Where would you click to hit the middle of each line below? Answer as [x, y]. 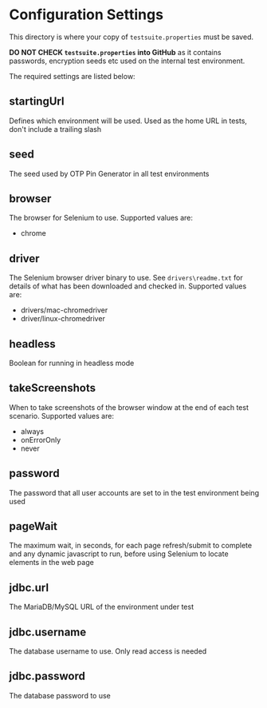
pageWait [33, 526]
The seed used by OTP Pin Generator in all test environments [109, 173]
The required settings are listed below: [72, 76]
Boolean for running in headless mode [72, 363]
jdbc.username [48, 632]
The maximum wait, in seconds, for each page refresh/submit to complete [131, 546]
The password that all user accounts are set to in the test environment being [134, 492]
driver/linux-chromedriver [63, 319]
